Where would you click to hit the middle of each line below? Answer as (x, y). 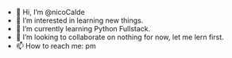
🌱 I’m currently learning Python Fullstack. (83, 29)
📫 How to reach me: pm (56, 46)
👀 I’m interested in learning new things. (79, 20)
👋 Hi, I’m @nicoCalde (50, 12)
